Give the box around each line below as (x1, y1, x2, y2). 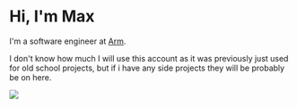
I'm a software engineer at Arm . (9, 36, 127, 46)
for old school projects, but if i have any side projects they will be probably (9, 62, 285, 73)
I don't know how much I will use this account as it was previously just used (9, 53, 289, 63)
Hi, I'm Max (9, 6, 95, 27)
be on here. (9, 71, 52, 82)
